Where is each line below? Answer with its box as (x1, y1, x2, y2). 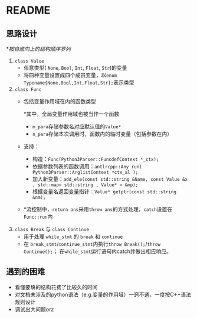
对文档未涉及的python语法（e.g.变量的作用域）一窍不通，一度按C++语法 (14, 291, 192, 298)
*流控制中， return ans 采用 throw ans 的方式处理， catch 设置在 (23, 206, 173, 213)
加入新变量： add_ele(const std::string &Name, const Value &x (32, 176, 188, 182)
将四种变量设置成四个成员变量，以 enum (23, 72, 117, 79)
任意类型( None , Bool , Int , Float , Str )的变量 (23, 64, 127, 71)
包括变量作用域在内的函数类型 (23, 98, 96, 105)
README (6, 4, 51, 17)
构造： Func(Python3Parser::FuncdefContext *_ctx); (32, 155, 159, 163)
